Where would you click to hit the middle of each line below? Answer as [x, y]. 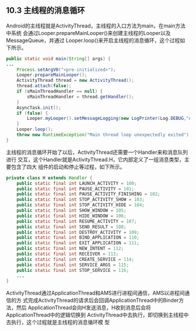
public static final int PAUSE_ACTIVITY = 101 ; [75, 189]
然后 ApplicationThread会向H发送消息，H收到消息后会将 [84, 308]
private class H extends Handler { [49, 178]
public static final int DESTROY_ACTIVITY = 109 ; [78, 232]
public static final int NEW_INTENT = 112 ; [70, 249]
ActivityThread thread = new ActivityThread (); [75, 81]
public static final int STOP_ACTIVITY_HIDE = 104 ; [80, 205]
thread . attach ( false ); [44, 86]
